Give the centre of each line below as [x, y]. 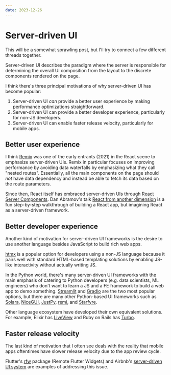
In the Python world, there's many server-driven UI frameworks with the [81, 275]
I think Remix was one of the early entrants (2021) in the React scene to [80, 157]
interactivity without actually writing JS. [55, 265]
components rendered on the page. [43, 76]
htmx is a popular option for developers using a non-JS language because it [85, 254]
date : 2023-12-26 [24, 10]
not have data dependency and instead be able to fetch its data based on [82, 179]
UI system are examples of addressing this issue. [57, 367]
